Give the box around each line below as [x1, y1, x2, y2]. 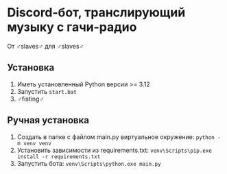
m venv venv [16, 140, 51, 147]
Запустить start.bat [16, 87, 77, 95]
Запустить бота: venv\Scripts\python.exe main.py [16, 159, 161, 167]
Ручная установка [7, 114, 89, 126]
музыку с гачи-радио [7, 19, 137, 35]
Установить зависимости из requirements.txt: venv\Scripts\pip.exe [16, 146, 213, 154]
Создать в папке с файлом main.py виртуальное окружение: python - [16, 132, 221, 141]
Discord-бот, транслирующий [7, 5, 186, 21]
